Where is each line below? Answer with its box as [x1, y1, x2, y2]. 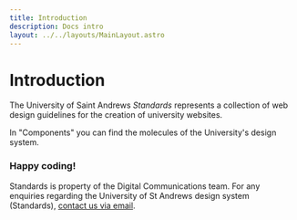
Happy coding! [9, 160, 77, 173]
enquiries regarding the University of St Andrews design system [9, 190, 250, 201]
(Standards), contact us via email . [9, 200, 136, 211]
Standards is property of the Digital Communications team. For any [9, 180, 261, 192]
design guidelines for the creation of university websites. [9, 110, 223, 120]
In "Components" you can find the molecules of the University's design [9, 127, 277, 138]
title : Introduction [9, 13, 88, 23]
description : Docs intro [9, 22, 104, 31]
